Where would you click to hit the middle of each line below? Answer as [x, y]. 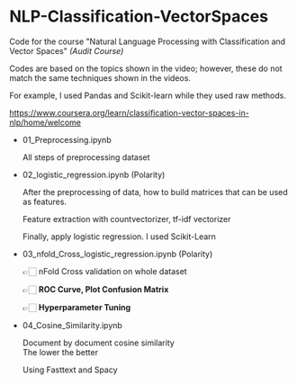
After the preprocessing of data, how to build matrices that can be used [155, 192]
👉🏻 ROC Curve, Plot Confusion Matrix [95, 289]
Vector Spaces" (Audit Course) [67, 50]
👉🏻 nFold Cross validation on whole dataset [104, 271]
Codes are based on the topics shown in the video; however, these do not [146, 68]
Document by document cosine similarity [99, 343]
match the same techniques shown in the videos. [100, 77]
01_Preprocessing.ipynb [67, 139]
